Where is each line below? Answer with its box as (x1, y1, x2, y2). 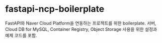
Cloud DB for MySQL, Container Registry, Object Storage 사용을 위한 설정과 (5, 26, 158, 32)
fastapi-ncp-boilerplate (5, 3, 104, 15)
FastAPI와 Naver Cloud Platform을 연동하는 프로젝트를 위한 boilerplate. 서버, (5, 20, 157, 26)
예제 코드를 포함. (5, 32, 37, 38)
